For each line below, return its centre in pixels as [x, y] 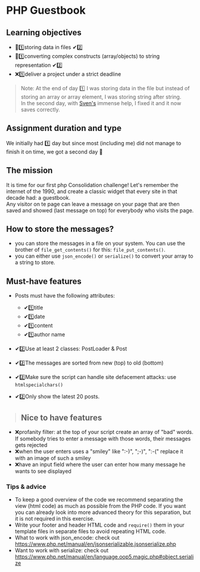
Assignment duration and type [64, 128]
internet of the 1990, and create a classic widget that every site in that [92, 191]
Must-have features [44, 281]
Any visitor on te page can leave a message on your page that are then [93, 204]
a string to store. [35, 262]
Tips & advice [26, 487]
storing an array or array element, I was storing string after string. [101, 97]
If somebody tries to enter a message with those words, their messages [103, 439]
